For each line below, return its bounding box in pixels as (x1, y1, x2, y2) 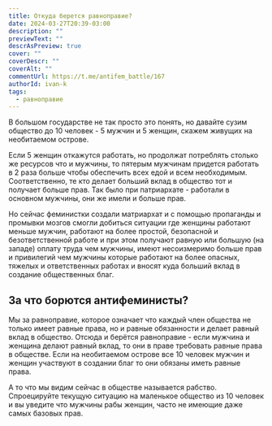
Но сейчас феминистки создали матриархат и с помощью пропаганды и (8, 209, 261, 220)
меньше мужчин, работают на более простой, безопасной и (8, 227, 219, 237)
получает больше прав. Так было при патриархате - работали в (8, 185, 230, 195)
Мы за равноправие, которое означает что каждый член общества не (8, 315, 252, 325)
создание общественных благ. (8, 270, 114, 280)
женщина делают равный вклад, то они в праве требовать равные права (8, 341, 262, 350)
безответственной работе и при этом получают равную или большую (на (8, 235, 264, 245)
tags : (8, 87, 27, 96)
